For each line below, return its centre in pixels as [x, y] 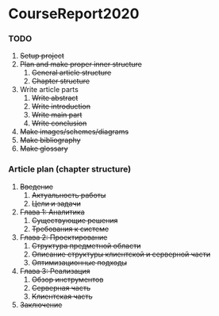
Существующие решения [75, 220]
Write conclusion [59, 123]
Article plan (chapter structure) [70, 169]
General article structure [71, 73]
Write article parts [49, 90]
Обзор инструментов [67, 279]
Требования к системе [70, 229]
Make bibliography [50, 141]
